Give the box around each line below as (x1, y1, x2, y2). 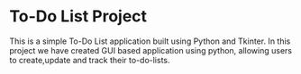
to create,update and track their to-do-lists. (9, 54, 170, 65)
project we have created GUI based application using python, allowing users (9, 45, 293, 55)
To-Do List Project (9, 6, 147, 27)
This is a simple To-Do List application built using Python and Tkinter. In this (9, 36, 291, 46)
